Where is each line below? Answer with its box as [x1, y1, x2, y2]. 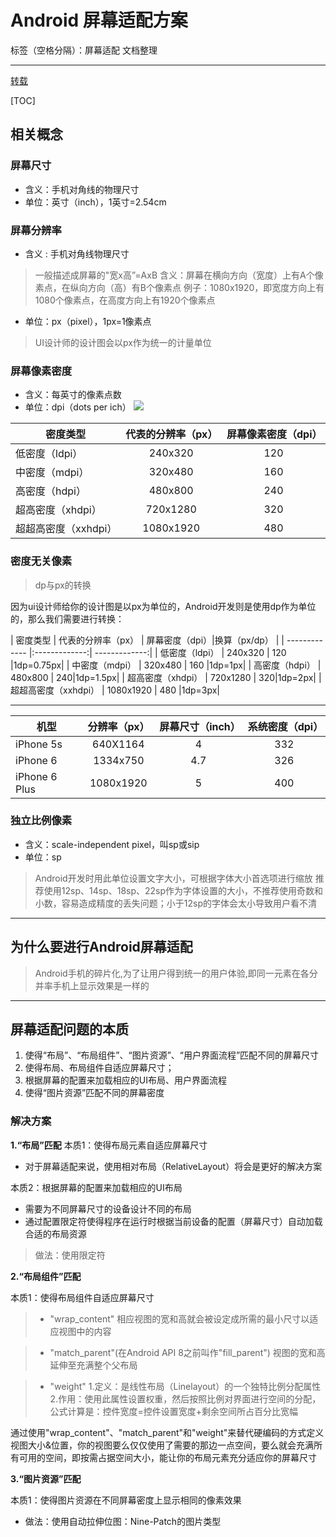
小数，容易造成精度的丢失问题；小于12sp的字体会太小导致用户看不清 [34, 897, 317, 909]
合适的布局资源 [24, 1227, 87, 1240]
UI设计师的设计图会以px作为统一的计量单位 [34, 336, 212, 348]
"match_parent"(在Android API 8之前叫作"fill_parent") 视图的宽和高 [49, 1346, 326, 1358]
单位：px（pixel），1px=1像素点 [24, 315, 152, 327]
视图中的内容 [58, 1325, 112, 1337]
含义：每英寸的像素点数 [24, 389, 122, 401]
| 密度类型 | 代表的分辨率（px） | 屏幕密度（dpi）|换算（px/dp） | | [10, 634, 285, 646]
